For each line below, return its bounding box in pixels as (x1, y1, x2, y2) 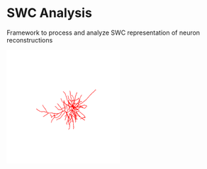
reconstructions (6, 35, 53, 44)
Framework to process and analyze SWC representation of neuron (6, 28, 200, 37)
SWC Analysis (6, 5, 93, 21)
